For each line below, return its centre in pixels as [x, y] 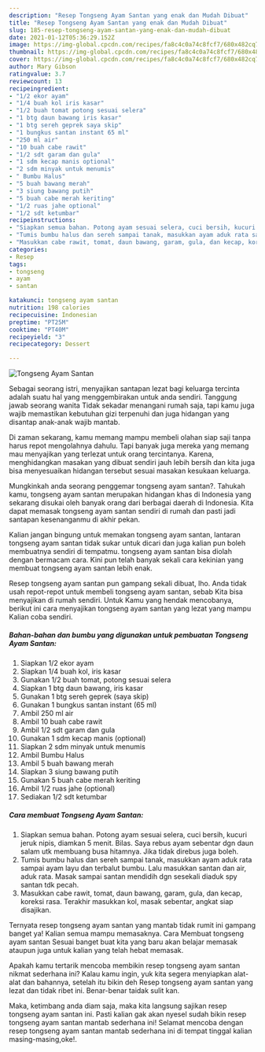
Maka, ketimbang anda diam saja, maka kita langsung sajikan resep [118, 1006]
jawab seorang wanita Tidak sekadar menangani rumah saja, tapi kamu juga [132, 405]
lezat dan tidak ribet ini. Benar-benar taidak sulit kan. [94, 991]
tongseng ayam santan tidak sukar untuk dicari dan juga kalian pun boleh [127, 543]
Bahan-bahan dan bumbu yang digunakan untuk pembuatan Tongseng [129, 635]
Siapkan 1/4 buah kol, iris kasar [70, 672]
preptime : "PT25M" [39, 322]
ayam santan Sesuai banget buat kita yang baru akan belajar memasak [123, 942]
